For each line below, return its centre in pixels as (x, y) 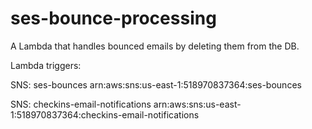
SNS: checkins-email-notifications (81, 104)
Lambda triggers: (46, 65)
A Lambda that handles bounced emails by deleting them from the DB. (155, 46)
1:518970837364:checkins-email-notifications (105, 114)
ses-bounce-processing (113, 18)
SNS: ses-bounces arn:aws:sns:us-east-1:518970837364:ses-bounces (156, 84)
